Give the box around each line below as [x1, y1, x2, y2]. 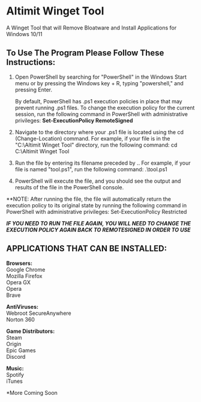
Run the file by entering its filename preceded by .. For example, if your [14, 159, 191, 166]
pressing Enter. [14, 86, 53, 93]
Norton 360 [6, 315, 35, 323]
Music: [6, 365, 24, 372]
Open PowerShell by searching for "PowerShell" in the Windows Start [14, 73, 187, 81]
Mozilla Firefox [6, 272, 43, 279]
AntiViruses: [6, 303, 39, 310]
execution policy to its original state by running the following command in [6, 201, 187, 209]
